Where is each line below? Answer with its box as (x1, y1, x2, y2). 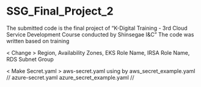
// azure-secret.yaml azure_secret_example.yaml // (6, 74, 134, 81)
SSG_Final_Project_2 (6, 4, 114, 18)
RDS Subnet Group (6, 55, 54, 63)
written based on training (6, 37, 70, 44)
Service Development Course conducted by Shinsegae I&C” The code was (6, 30, 194, 38)
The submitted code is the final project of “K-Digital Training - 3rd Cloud (6, 24, 188, 32)
